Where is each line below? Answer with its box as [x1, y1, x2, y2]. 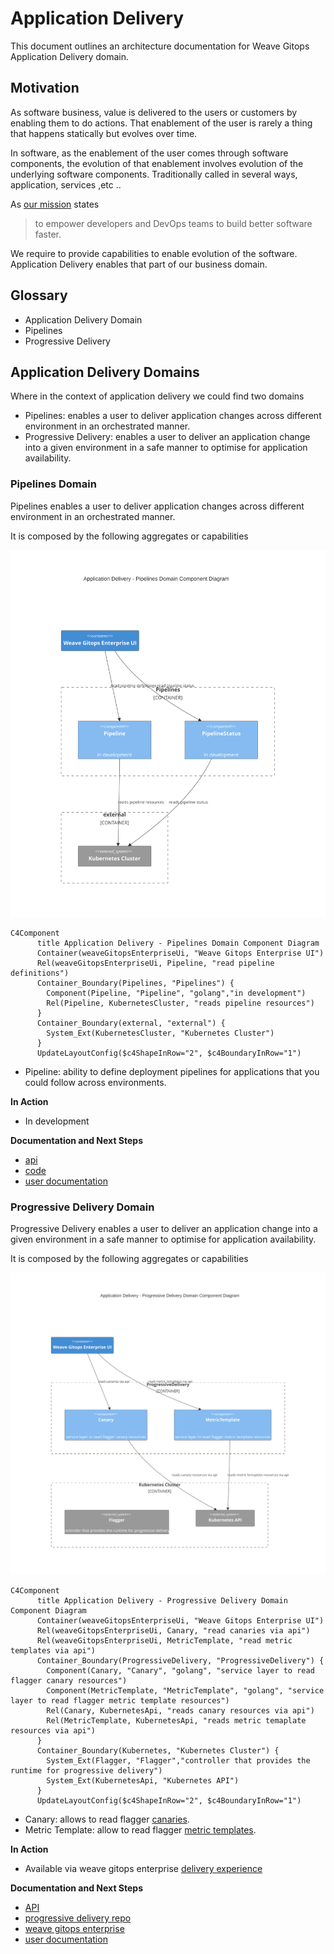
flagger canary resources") [10, 1675, 128, 1686]
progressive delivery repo [24, 1912, 132, 1924]
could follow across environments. [24, 1076, 167, 1088]
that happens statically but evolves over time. [10, 127, 198, 139]
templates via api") [10, 1645, 97, 1656]
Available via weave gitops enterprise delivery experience [24, 1862, 263, 1874]
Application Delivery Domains [10, 363, 200, 381]
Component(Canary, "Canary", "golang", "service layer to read [46, 1665, 315, 1676]
